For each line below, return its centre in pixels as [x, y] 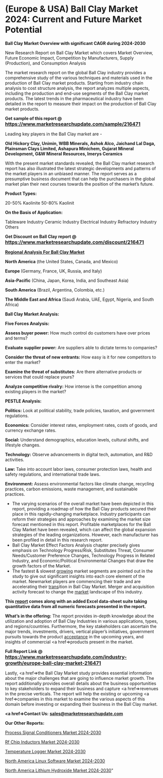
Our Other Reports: [25, 723]
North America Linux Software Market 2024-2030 [55, 761]
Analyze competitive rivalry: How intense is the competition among [73, 386]
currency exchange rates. [31, 430]
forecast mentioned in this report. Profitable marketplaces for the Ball [81, 524]
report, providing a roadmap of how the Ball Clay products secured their [84, 508]
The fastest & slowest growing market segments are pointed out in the [82, 571]
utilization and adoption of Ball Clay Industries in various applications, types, [81, 621]
